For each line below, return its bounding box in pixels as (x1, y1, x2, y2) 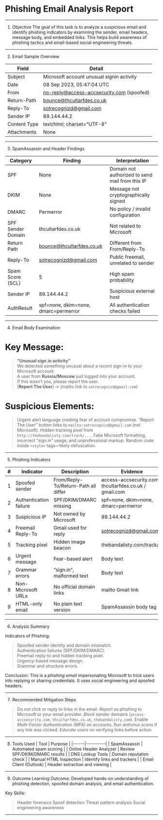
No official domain (53, 583, 96, 590)
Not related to (109, 222, 141, 229)
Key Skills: (5, 790, 26, 796)
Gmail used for (53, 524, 87, 531)
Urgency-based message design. (16, 658, 84, 663)
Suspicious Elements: (5, 401, 95, 412)
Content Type (7, 121, 39, 127)
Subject (7, 73, 25, 80)
